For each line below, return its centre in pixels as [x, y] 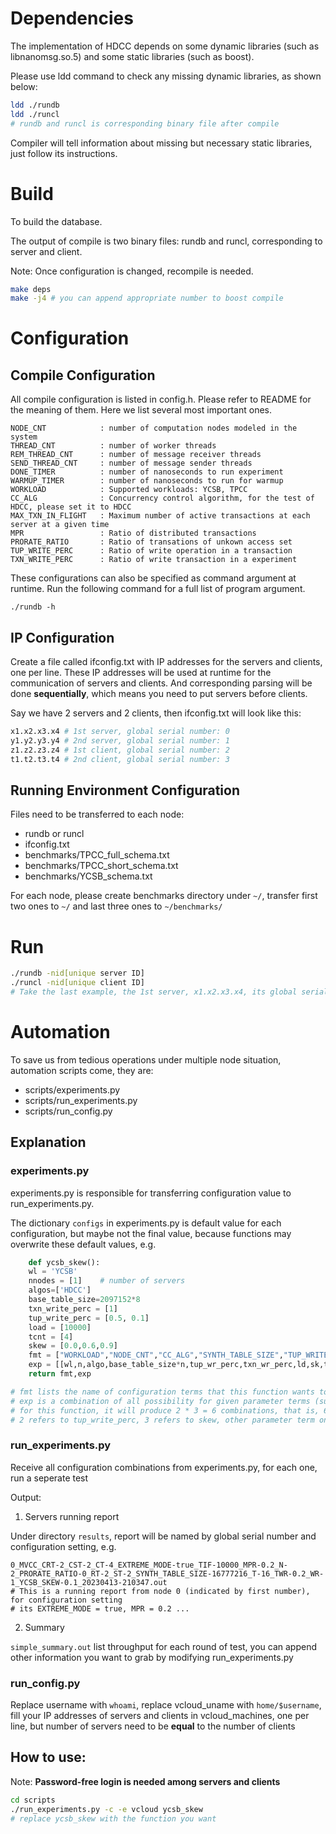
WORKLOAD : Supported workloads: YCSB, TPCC [129, 490]
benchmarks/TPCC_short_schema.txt [101, 866]
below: [24, 86]
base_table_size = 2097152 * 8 [84, 1300]
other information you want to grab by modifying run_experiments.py [152, 1657]
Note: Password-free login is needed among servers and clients [145, 1781]
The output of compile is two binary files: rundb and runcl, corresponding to [166, 241]
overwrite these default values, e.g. [83, 1244]
